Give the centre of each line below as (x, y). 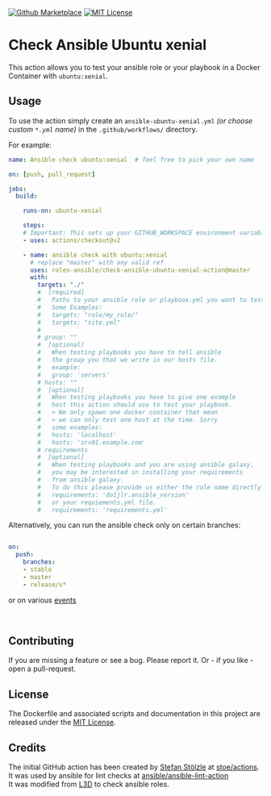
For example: (30, 144)
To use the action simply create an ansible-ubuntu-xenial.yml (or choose (131, 120)
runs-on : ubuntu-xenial (63, 211)
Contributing (41, 641)
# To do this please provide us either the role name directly (150, 487)
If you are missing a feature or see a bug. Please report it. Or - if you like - (131, 661)
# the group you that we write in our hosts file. (128, 360)
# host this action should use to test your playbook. (135, 405)
